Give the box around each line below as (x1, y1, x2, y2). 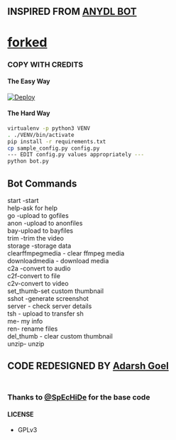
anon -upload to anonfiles (7, 219, 83, 227)
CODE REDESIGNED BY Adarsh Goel (7, 360, 169, 372)
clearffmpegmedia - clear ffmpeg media (7, 248, 125, 258)
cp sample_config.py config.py (7, 145, 100, 152)
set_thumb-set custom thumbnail (7, 287, 104, 295)
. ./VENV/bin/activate (7, 131, 75, 138)
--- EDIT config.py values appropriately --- (7, 151, 144, 158)
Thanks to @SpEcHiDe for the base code (7, 392, 150, 402)
